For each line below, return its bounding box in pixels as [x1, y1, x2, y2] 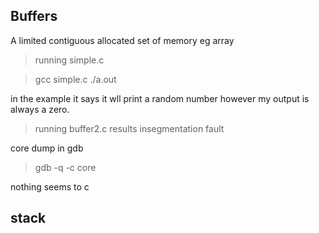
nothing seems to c [10, 180, 90, 193]
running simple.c [34, 54, 105, 66]
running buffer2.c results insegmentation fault [34, 122, 225, 134]
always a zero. [10, 103, 70, 115]
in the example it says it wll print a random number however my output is [10, 92, 310, 104]
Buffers [10, 8, 58, 25]
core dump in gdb [10, 142, 84, 154]
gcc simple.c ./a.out [34, 73, 117, 85]
